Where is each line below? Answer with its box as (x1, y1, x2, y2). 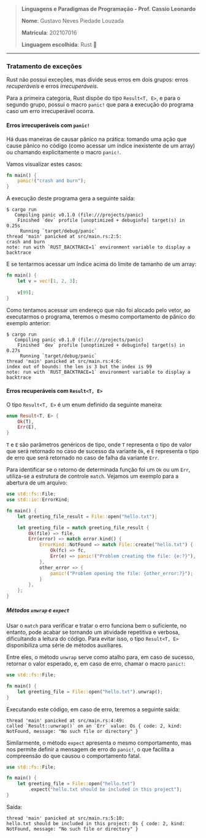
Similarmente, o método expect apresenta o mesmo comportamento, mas (6, 739, 192, 746)
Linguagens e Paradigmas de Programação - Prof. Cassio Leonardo (21, 6, 196, 12)
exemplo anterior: (6, 319, 51, 326)
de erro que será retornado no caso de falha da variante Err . (6, 454, 159, 462)
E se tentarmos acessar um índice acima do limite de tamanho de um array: (6, 261, 197, 268)
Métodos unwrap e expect (6, 606, 70, 614)
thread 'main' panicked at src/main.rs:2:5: (6, 234, 122, 240)
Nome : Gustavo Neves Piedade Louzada (21, 17, 124, 24)
